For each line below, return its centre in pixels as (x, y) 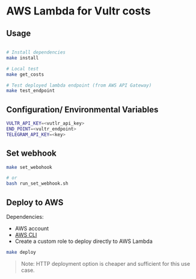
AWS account (32, 228)
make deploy (21, 252)
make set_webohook (29, 167)
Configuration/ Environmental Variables (82, 109)
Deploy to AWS (35, 202)
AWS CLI (26, 235)
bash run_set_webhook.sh (37, 184)
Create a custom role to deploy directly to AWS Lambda (84, 241)
